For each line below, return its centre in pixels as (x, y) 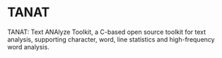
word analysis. (28, 47)
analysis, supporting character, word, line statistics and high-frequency (111, 39)
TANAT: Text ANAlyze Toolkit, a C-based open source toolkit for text (107, 32)
